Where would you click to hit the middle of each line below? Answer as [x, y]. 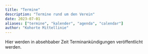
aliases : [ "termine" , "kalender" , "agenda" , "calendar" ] [64, 23]
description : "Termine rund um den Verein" [50, 14]
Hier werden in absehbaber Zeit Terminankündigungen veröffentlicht [74, 42]
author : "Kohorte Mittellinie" [37, 28]
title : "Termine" [23, 10]
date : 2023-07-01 [23, 19]
